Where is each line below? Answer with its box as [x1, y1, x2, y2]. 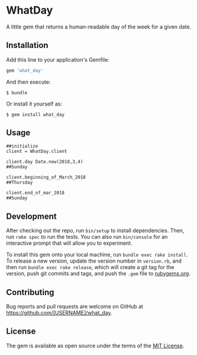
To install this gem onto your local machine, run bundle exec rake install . [6, 251, 188, 258]
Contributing [6, 287, 54, 297]
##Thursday [6, 180, 33, 186]
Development [6, 211, 57, 221]
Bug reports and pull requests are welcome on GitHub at [6, 303, 144, 310]
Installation [6, 40, 49, 50]
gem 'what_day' [6, 68, 44, 73]
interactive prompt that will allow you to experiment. [6, 239, 133, 247]
